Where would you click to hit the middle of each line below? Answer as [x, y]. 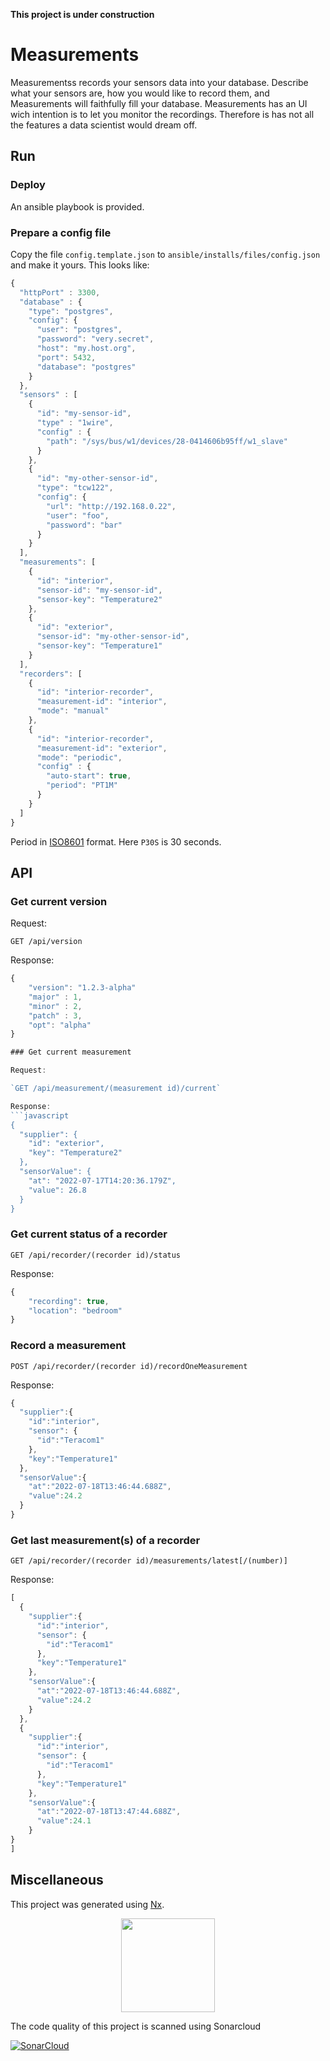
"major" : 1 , [55, 997]
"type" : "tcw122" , [75, 488]
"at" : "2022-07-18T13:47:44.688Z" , [109, 1812]
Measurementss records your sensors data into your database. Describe [159, 82]
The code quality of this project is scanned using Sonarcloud [136, 2026]
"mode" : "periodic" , [79, 757]
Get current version [59, 901]
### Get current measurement [71, 1052]
